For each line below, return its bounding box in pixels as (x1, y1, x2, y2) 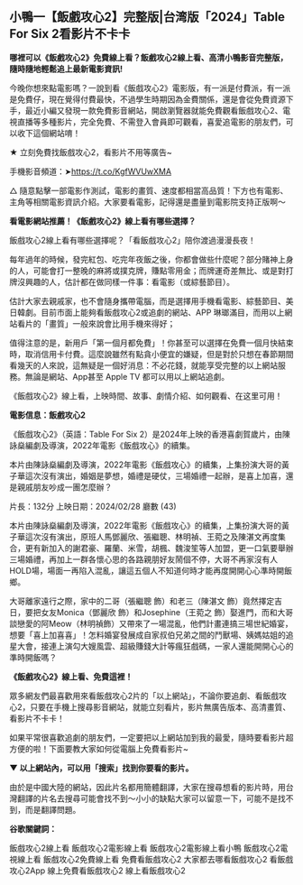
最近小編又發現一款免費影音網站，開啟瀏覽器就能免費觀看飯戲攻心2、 (24, 105, 283, 115)
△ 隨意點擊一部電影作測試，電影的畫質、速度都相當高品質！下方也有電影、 (9, 185, 289, 196)
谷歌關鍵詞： (9, 823, 57, 834)
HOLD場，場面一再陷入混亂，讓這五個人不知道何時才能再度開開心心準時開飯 (9, 565, 293, 576)
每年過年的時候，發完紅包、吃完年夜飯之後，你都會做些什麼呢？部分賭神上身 (9, 254, 294, 264)
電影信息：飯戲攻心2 (9, 410, 86, 420)
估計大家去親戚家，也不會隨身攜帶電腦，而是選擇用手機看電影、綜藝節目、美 (9, 295, 294, 306)
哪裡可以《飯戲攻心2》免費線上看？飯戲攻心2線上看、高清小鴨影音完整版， (9, 51, 289, 62)
